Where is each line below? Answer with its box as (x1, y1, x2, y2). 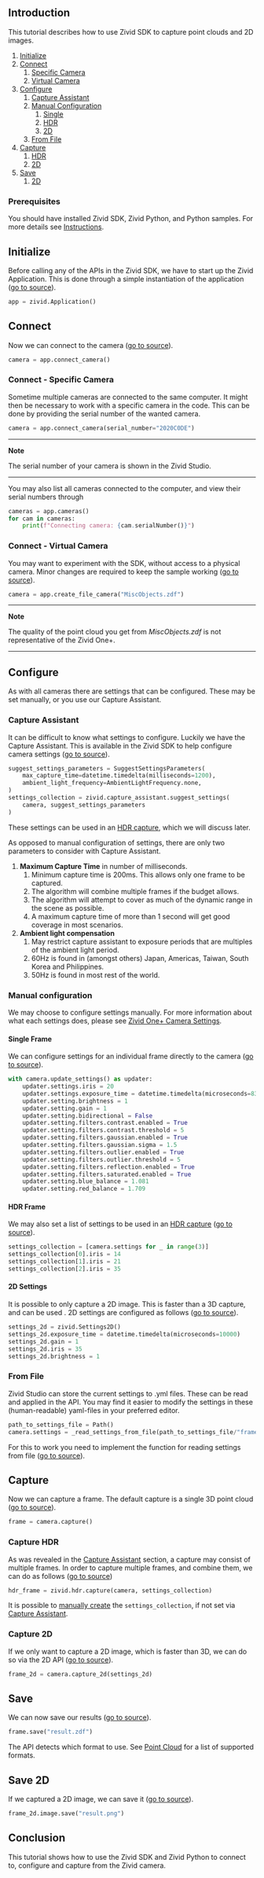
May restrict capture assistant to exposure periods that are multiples (31, 937, 253, 946)
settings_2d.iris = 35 (8, 1345, 82, 1353)
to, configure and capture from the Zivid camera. (8, 1861, 167, 1870)
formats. (8, 1750, 35, 1760)
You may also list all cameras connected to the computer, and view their (8, 483, 241, 493)
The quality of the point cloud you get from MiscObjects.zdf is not (8, 627, 222, 637)
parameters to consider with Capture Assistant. (8, 846, 161, 856)
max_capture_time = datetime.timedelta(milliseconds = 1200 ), (22, 771, 216, 780)
